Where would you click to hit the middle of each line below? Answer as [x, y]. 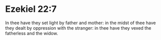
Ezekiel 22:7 [31, 9]
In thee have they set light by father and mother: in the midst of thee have [80, 23]
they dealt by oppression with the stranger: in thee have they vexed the [78, 28]
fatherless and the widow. [32, 33]
